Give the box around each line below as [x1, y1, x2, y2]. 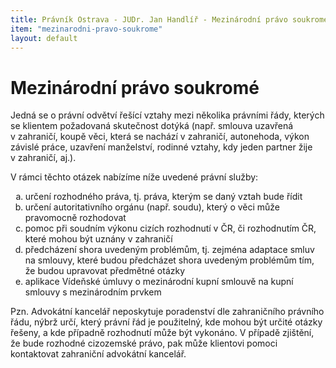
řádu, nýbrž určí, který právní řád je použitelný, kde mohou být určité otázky [10, 316, 323, 328]
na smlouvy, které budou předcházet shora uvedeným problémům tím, [24, 254, 315, 266]
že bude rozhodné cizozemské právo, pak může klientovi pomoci [10, 337, 278, 350]
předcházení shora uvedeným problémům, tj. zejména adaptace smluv [24, 244, 315, 256]
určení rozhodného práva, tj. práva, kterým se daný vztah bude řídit [24, 191, 303, 203]
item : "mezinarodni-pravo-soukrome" [10, 24, 163, 34]
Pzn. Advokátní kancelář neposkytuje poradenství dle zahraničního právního [10, 306, 325, 318]
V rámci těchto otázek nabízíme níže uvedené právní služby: [10, 171, 259, 183]
